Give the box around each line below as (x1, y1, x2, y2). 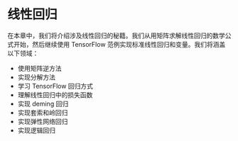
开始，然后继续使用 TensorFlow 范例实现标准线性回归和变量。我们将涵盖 (13, 40, 226, 48)
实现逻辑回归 (17, 125, 55, 135)
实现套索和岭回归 (17, 108, 68, 117)
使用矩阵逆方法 (17, 64, 62, 72)
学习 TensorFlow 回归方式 (17, 81, 94, 90)
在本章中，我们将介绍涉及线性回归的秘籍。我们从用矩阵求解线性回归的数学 (7, 31, 225, 40)
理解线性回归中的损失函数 (17, 90, 93, 99)
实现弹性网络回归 (17, 117, 68, 125)
